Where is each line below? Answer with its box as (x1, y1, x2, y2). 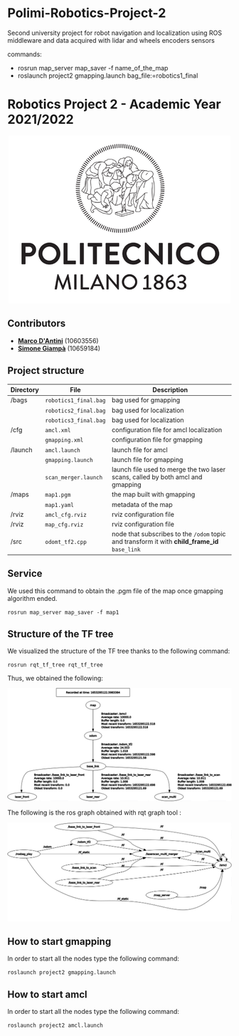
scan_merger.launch (45, 474, 103, 481)
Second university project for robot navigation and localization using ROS (7, 28, 223, 37)
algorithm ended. (7, 594, 58, 602)
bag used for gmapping (111, 396, 181, 404)
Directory (10, 386, 39, 394)
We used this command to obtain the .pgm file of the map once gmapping (7, 586, 223, 595)
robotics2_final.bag (45, 407, 106, 414)
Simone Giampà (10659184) (17, 344, 101, 352)
